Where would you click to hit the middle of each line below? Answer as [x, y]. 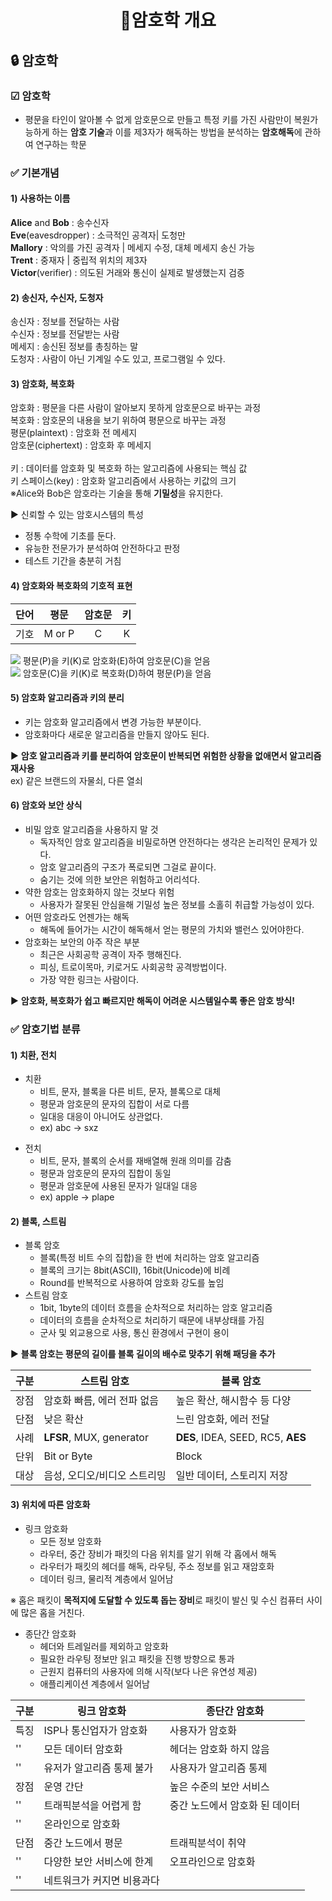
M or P [59, 633]
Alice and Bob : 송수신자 [60, 222]
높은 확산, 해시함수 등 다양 [233, 1401]
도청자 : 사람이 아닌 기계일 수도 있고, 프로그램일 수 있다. [118, 359]
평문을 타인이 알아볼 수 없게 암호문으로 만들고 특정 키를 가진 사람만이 [158, 119]
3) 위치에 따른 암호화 [50, 1504]
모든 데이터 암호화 [83, 1749]
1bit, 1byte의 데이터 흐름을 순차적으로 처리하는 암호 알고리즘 [156, 1308]
